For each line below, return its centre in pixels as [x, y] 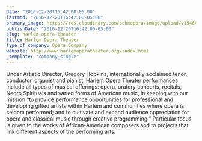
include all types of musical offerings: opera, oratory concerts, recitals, [94, 86]
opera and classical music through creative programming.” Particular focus [99, 119]
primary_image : [25, 23]
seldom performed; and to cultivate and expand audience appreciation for [98, 112]
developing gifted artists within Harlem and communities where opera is [95, 105]
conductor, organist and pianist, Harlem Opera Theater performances [92, 80]
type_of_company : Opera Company [47, 46]
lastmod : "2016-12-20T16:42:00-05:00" [55, 17]
